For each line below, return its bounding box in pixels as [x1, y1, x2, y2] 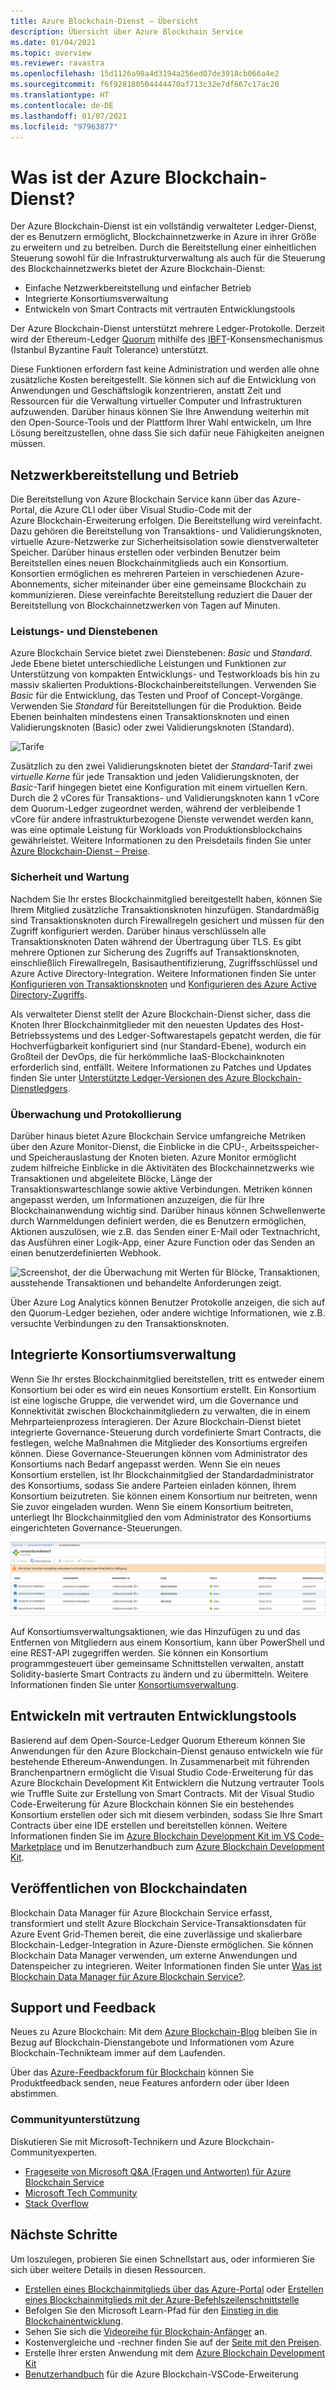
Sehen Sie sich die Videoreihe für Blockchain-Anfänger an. [24, 2325, 268, 2337]
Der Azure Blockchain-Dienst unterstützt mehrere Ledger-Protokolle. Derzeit [10, 323, 325, 335]
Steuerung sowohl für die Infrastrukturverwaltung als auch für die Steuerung [10, 252, 326, 264]
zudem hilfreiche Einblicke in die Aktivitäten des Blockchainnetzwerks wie [10, 1162, 315, 1174]
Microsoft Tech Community [24, 2186, 138, 2199]
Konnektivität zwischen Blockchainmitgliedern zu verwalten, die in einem [10, 1405, 311, 1417]
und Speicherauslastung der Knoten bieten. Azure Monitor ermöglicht [10, 1151, 297, 1164]
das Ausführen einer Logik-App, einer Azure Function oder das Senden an [10, 1236, 316, 1249]
